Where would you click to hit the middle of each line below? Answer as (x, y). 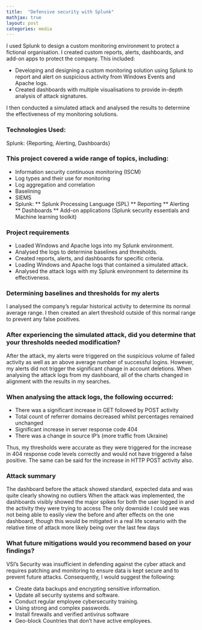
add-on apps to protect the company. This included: (71, 59)
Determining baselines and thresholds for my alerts (83, 294)
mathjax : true (24, 18)
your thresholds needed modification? (63, 342)
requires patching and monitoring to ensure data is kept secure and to (93, 570)
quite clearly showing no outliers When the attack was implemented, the (96, 495)
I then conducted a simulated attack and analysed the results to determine (98, 108)
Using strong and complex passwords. (63, 608)
